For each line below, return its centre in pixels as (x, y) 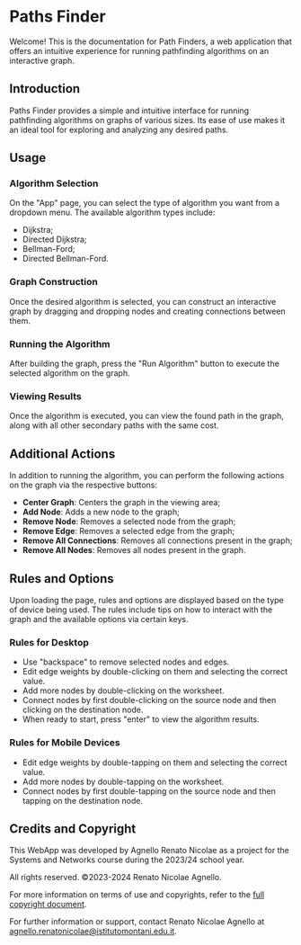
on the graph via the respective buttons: (84, 485)
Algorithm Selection (54, 183)
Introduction (45, 89)
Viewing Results (46, 396)
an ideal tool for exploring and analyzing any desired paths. (119, 129)
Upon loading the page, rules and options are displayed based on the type (147, 600)
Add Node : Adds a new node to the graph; (101, 512)
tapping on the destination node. (83, 800)
